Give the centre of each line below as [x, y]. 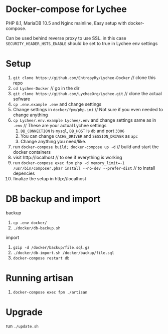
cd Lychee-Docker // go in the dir [46, 88]
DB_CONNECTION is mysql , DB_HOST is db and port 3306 [72, 131]
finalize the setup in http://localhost [50, 178]
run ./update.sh [22, 326]
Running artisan [40, 278]
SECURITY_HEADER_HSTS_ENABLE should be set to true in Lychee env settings [82, 43]
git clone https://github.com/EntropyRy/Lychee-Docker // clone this [84, 77]
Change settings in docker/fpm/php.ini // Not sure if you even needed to [88, 109]
